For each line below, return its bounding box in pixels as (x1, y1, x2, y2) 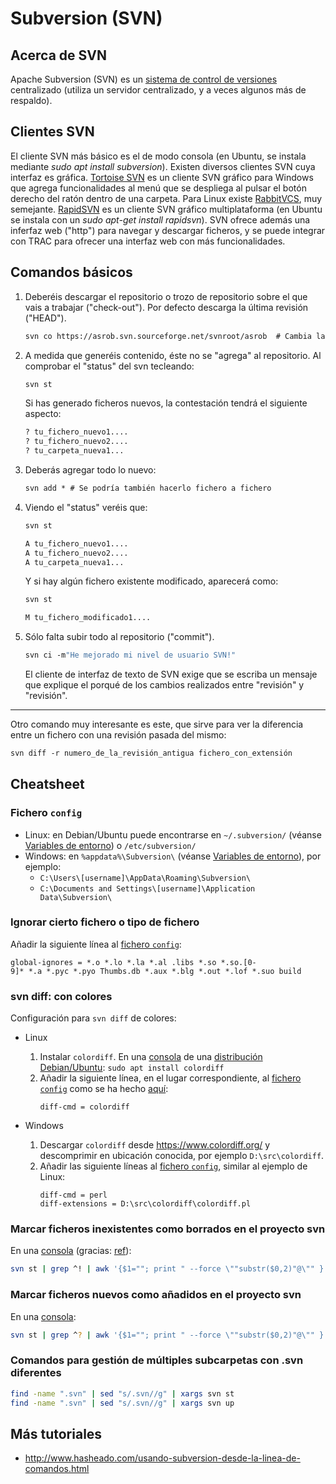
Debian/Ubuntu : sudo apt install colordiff (39, 1062, 225, 1074)
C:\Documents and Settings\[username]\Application (39, 883, 256, 894)
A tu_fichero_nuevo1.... (24, 538, 129, 549)
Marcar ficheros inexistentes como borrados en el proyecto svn (10, 1222, 326, 1236)
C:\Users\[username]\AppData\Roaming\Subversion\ (39, 873, 252, 883)
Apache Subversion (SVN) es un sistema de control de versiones (10, 73, 278, 85)
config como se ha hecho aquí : (39, 1083, 169, 1095)
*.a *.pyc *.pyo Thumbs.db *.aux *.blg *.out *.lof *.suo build (28, 966, 302, 976)
